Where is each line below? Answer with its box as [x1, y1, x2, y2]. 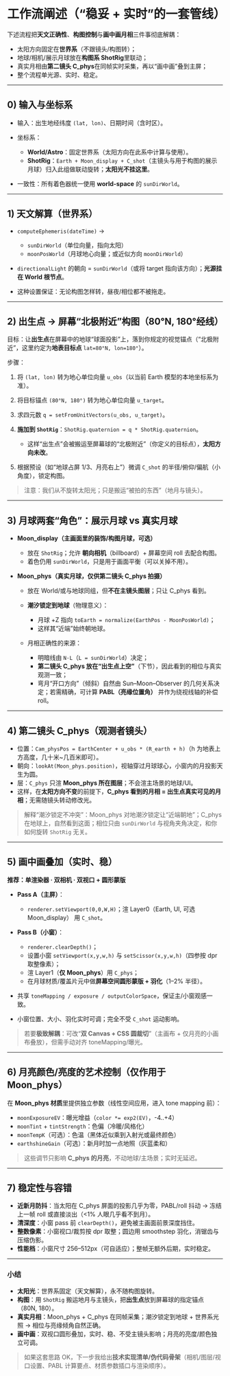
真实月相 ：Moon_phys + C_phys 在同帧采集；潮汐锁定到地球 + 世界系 [16, 1312, 214, 1320]
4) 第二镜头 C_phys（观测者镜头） [7, 725, 153, 737]
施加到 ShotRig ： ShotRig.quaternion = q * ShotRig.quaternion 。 [16, 425, 203, 433]
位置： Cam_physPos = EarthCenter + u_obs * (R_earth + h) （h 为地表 [16, 744, 215, 753]
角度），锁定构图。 [16, 472, 68, 480]
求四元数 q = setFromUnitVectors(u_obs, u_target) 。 [16, 411, 169, 419]
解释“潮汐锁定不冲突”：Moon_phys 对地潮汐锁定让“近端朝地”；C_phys [23, 811, 222, 818]
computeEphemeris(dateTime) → [16, 227, 105, 235]
